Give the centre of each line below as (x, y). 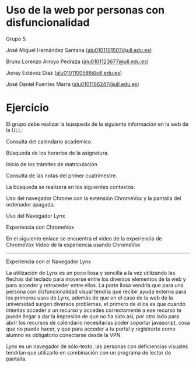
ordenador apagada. (31, 204)
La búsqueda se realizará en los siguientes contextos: (71, 187)
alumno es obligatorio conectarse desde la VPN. (64, 335)
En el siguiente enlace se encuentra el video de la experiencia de (84, 238)
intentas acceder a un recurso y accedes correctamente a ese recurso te (94, 310)
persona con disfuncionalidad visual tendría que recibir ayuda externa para (96, 291)
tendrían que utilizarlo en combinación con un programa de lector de (89, 352)
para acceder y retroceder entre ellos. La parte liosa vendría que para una (95, 285)
